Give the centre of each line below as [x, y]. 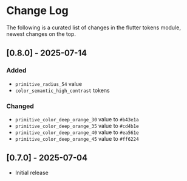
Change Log [37, 11]
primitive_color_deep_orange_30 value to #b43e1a [77, 119]
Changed [20, 106]
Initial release [32, 172]
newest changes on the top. [41, 34]
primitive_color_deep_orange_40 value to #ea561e [77, 132]
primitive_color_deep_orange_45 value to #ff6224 [77, 138]
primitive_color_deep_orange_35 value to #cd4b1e [77, 126]
